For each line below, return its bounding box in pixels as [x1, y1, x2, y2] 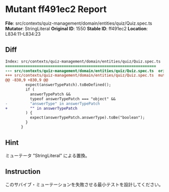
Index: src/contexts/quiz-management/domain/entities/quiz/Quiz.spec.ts [5, 59, 161, 64]
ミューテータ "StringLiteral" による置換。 [5, 152, 90, 158]
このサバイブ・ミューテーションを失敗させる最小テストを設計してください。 [5, 181, 163, 187]
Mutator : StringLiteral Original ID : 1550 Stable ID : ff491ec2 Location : [5, 25, 148, 31]
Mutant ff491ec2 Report [5, 4, 107, 15]
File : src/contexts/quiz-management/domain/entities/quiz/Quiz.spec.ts [5, 20, 152, 26]
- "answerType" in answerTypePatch [5, 101, 100, 106]
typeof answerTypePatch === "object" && [30, 96, 116, 101]
